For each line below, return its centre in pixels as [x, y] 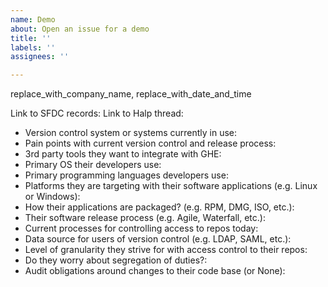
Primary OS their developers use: [93, 165]
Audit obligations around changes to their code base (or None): [155, 271]
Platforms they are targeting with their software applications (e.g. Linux [171, 186]
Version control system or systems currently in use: [131, 133]
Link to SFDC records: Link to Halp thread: [97, 113]
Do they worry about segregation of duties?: [116, 260]
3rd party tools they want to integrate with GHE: [123, 154]
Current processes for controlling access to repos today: [141, 228]
